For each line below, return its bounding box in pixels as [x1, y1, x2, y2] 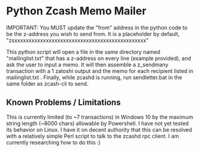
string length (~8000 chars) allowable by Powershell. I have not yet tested [6, 120, 189, 127]
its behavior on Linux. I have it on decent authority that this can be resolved [6, 126, 192, 133]
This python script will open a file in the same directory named [6, 48, 161, 55]
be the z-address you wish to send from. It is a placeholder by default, [6, 30, 180, 37]
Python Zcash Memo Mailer [6, 4, 147, 18]
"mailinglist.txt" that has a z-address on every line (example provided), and [6, 54, 191, 62]
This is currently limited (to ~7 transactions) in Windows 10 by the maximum [6, 113, 194, 120]
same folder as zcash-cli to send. [6, 80, 89, 87]
